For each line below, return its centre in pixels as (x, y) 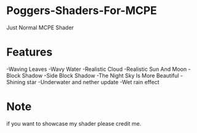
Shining (16, 82)
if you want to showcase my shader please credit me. (74, 123)
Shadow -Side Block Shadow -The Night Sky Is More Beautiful (100, 75)
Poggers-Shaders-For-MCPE (82, 11)
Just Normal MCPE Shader (40, 27)
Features (29, 52)
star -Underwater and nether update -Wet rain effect (93, 82)
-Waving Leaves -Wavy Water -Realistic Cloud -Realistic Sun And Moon (97, 69)
